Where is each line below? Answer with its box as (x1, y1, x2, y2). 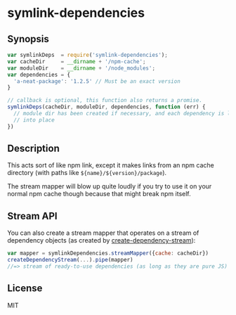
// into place (13, 116, 55, 124)
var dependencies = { (7, 71, 71, 78)
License (7, 283, 43, 295)
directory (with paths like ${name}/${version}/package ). (7, 169, 167, 177)
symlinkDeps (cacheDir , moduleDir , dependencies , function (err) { (7, 103, 206, 110)
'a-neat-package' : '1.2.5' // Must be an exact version (13, 77, 181, 85)
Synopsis (7, 33, 49, 45)
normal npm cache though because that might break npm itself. (7, 190, 191, 198)
